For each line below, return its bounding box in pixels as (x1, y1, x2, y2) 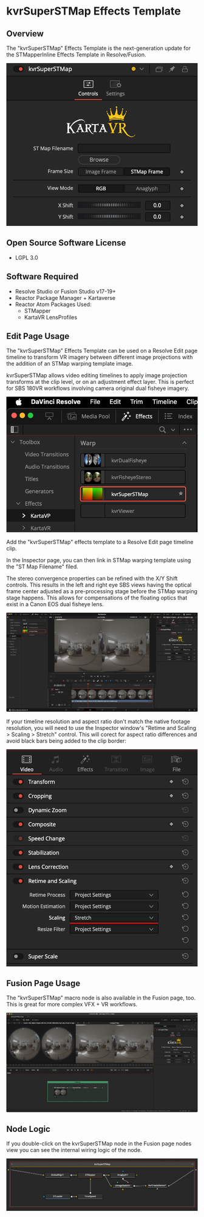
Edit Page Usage (6, 331, 70, 341)
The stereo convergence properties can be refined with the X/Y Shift (6, 574, 178, 582)
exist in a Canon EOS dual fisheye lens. (6, 600, 104, 608)
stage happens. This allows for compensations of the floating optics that (6, 594, 188, 601)
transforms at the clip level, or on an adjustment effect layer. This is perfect (6, 378, 194, 386)
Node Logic (6, 1123, 50, 1134)
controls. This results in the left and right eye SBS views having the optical (6, 581, 192, 588)
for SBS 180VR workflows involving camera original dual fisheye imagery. (6, 384, 189, 392)
